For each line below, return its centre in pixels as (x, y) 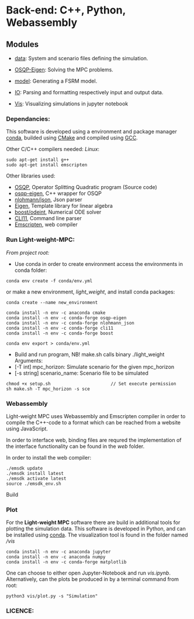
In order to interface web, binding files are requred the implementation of (94, 440)
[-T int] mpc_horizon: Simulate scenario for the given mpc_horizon (94, 367)
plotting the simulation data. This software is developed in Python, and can (96, 529)
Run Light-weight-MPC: (40, 240)
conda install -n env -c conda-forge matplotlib (66, 562)
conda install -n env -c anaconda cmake (56, 313)
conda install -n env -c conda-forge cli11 (60, 328)
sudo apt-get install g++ (37, 160)
